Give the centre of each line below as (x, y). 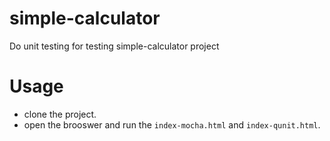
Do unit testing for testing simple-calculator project (114, 46)
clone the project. (60, 114)
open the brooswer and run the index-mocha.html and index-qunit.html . (172, 124)
